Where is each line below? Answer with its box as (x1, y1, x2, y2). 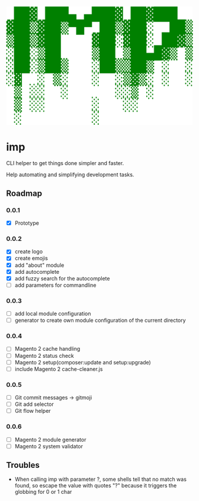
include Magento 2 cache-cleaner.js (14, 365, 103, 373)
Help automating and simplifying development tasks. (6, 171, 134, 178)
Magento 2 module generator (14, 436, 86, 443)
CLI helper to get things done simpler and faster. (6, 160, 124, 167)
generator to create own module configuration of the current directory (14, 317, 186, 324)
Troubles (6, 460, 40, 470)
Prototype (14, 219, 40, 227)
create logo (14, 248, 43, 255)
